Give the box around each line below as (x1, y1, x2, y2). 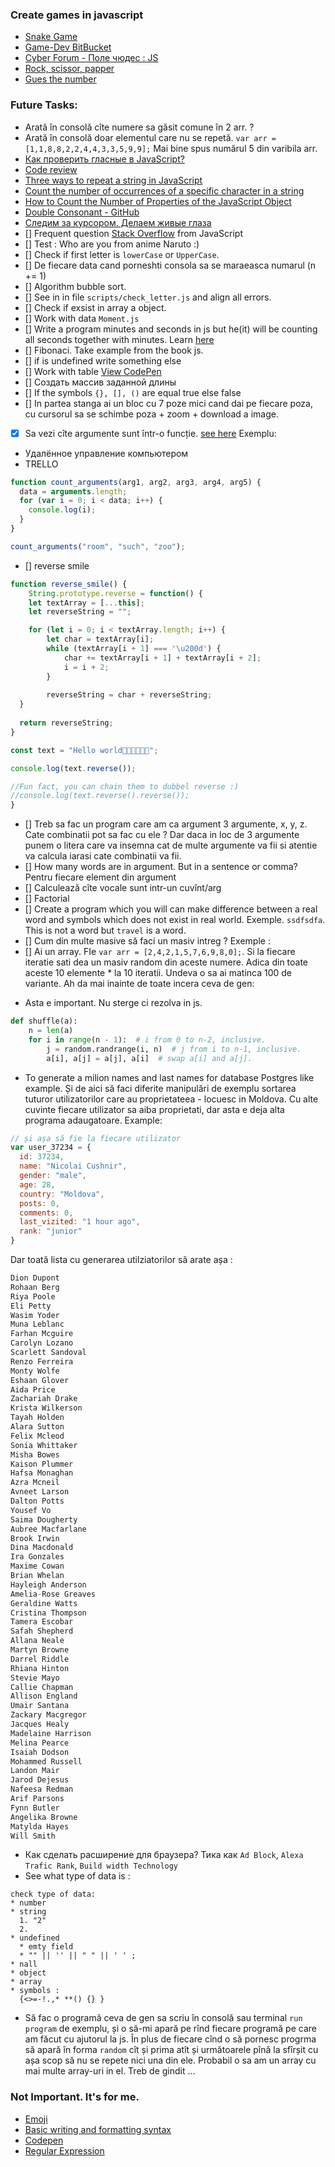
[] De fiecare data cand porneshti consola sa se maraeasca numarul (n (24, 259, 317, 271)
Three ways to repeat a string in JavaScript (24, 174, 203, 186)
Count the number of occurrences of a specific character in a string (24, 184, 305, 197)
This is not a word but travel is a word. (24, 924, 187, 937)
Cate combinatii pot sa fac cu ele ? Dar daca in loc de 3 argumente (24, 829, 300, 841)
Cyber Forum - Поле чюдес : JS (24, 52, 159, 64)
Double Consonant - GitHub (24, 206, 140, 218)
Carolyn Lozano (10, 1338, 74, 1348)
